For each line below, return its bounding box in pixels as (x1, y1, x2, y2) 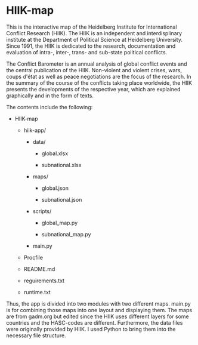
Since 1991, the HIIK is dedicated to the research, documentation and (6, 42, 176, 50)
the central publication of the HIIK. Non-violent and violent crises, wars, (6, 66, 182, 73)
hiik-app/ (23, 127, 47, 134)
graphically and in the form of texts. (6, 92, 94, 99)
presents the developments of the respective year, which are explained (6, 85, 181, 93)
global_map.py (41, 219, 78, 226)
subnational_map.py (41, 230, 91, 238)
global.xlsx (41, 150, 69, 157)
